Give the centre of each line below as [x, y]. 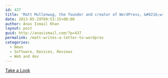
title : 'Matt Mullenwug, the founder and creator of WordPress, [73, 14]
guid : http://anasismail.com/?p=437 [43, 33]
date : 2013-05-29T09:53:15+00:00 [40, 19]
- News [16, 47]
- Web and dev [24, 56]
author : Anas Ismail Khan [32, 24]
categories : [17, 42]
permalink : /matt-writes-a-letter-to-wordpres [54, 38]
